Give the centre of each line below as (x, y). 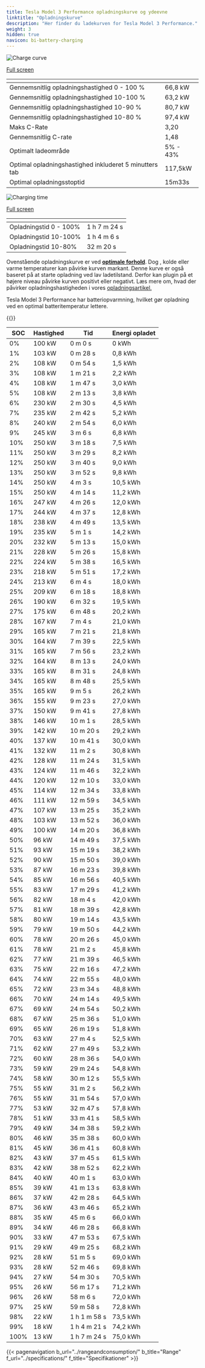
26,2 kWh (126, 691)
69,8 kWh (126, 1267)
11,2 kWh (126, 492)
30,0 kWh (126, 741)
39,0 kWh (126, 860)
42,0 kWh (126, 899)
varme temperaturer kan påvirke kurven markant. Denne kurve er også (95, 268)
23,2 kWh (126, 651)
